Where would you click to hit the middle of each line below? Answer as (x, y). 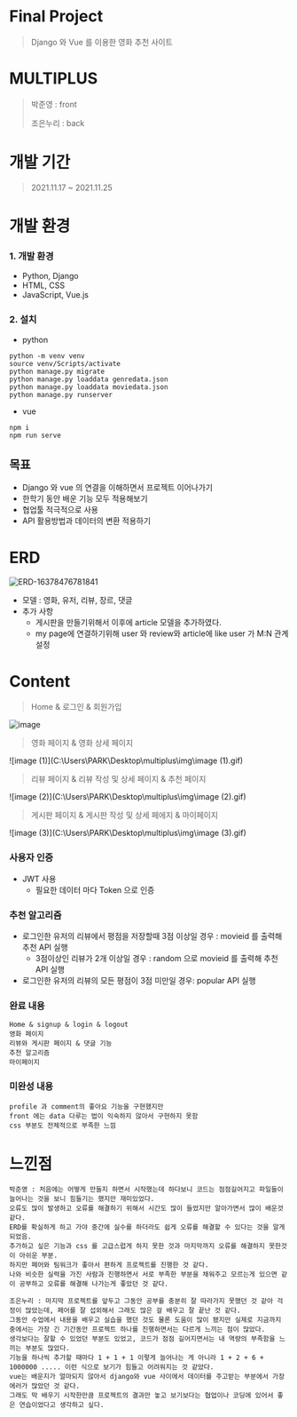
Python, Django (50, 276)
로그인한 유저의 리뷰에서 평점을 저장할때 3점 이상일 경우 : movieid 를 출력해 (152, 935)
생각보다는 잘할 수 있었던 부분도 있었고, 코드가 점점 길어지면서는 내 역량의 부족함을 (142, 1339)
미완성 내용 (31, 1087)
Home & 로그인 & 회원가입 (76, 707)
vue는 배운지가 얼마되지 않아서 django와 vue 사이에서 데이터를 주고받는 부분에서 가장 (147, 1377)
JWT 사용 (39, 879)
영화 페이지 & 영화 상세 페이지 (82, 743)
